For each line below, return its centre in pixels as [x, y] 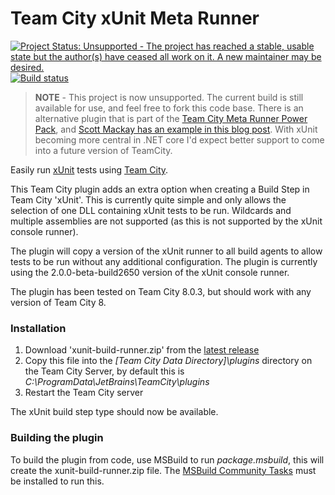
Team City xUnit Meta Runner [135, 18]
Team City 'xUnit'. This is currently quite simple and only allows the [148, 199]
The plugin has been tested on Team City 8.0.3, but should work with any [161, 291]
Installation [38, 328]
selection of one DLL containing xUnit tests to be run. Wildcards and [151, 210]
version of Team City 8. [58, 302]
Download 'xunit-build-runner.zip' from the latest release [142, 350]
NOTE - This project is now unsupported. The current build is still [169, 97]
